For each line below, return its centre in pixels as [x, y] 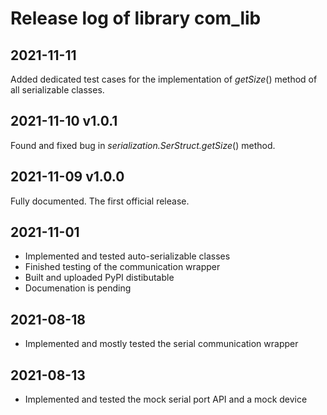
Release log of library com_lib [136, 18]
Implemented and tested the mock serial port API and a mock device [166, 399]
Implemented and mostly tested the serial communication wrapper [161, 344]
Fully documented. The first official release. [100, 201]
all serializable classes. [57, 90]
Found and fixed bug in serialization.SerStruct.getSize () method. [143, 145]
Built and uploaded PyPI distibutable [99, 278]
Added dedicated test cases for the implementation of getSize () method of [164, 79]
